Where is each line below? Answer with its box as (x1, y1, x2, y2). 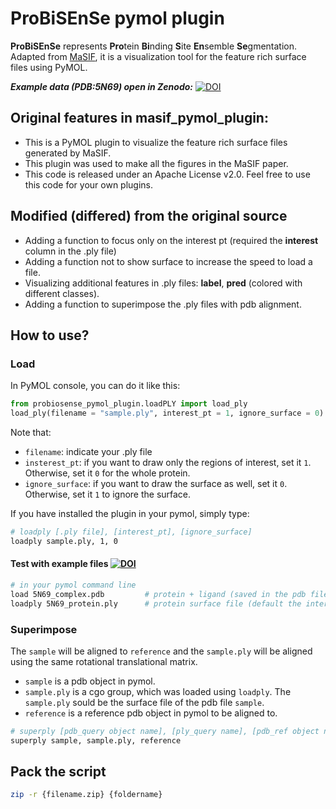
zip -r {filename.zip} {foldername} (10, 790, 163, 800)
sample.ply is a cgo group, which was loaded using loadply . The (24, 685, 292, 697)
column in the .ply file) (24, 245, 117, 257)
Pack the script (10, 763, 107, 781)
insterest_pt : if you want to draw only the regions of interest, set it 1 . (24, 457, 312, 468)
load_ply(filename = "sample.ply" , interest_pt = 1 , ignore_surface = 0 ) (10, 408, 325, 419)
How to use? (10, 327, 90, 344)
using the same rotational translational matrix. (10, 655, 198, 667)
